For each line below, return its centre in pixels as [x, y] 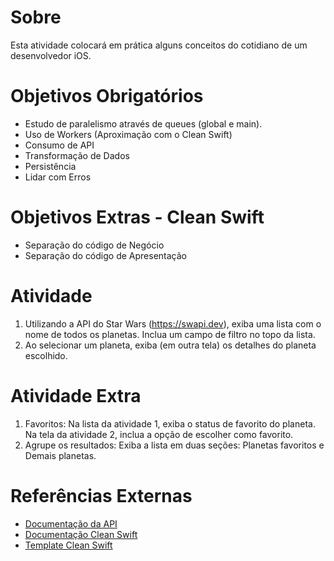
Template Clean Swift [68, 545]
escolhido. [46, 355]
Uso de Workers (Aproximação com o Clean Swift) [128, 134]
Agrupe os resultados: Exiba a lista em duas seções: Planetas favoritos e [174, 445]
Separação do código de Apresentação [105, 255]
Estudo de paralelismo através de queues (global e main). [143, 123]
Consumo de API [59, 145]
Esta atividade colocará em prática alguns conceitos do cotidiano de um [159, 45]
